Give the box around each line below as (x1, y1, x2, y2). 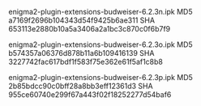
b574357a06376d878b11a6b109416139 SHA (8, 49, 155, 57)
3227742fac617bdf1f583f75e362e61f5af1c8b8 (8, 57, 164, 66)
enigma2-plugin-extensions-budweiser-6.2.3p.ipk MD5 (8, 73, 193, 82)
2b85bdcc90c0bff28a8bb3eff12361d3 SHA (8, 81, 153, 91)
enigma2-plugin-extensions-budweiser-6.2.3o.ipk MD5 (8, 40, 193, 49)
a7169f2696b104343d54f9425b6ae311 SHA (8, 15, 156, 25)
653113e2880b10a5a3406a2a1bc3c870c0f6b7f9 (8, 24, 171, 33)
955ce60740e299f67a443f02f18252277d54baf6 (8, 90, 172, 100)
